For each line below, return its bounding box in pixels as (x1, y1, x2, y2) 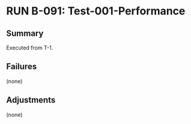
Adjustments (6, 95, 56, 105)
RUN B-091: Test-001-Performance (6, 4, 186, 18)
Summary (6, 28, 44, 39)
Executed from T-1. (6, 44, 53, 51)
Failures (6, 61, 37, 72)
